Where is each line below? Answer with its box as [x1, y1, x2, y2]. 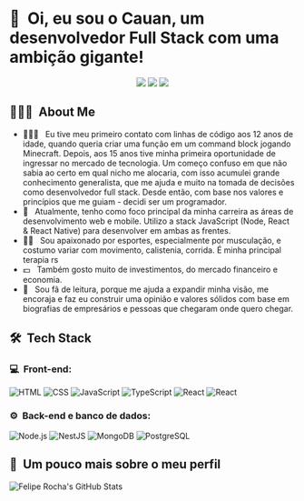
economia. [22, 274, 63, 285]
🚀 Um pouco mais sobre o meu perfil [9, 456, 221, 472]
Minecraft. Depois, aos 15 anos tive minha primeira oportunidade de [22, 147, 277, 158]
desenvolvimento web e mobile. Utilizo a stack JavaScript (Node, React [22, 215, 290, 226]
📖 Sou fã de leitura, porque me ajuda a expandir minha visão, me [22, 284, 270, 295]
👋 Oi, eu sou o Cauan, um [9, 8, 205, 29]
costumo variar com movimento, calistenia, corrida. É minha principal [22, 245, 282, 256]
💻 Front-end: [9, 363, 73, 376]
